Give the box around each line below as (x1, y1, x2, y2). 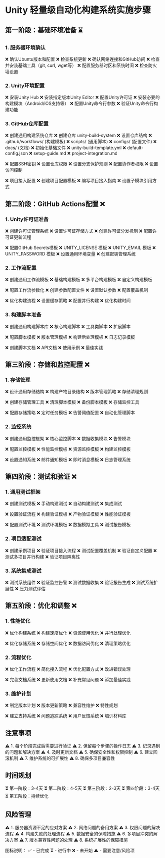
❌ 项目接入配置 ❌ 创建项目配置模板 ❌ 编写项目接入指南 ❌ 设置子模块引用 (5, 178, 153, 184)
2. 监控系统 (5, 423, 32, 430)
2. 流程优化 (5, 654, 32, 661)
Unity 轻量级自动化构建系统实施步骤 (5, 4, 151, 16)
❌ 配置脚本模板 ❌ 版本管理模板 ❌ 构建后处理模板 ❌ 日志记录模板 (5, 334, 135, 340)
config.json (5, 151, 28, 156)
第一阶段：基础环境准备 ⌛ (5, 26, 83, 34)
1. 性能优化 (5, 617, 31, 624)
